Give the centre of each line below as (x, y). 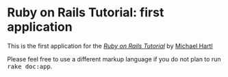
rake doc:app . (30, 66)
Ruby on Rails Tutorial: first (86, 13)
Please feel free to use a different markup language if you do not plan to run (114, 59)
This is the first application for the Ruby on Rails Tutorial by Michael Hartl (110, 46)
